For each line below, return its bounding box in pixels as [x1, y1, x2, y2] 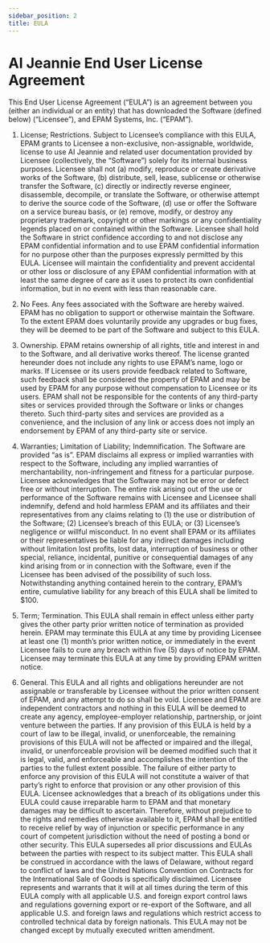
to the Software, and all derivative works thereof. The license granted [19, 349, 250, 359]
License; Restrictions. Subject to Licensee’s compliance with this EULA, [19, 130, 256, 140]
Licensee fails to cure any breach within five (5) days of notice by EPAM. [19, 645, 260, 655]
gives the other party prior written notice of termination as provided [19, 620, 243, 629]
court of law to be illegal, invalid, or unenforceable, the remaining [19, 729, 235, 739]
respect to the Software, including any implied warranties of [19, 459, 219, 469]
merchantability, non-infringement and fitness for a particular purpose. [19, 467, 255, 477]
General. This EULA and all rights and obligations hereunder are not [19, 678, 243, 687]
